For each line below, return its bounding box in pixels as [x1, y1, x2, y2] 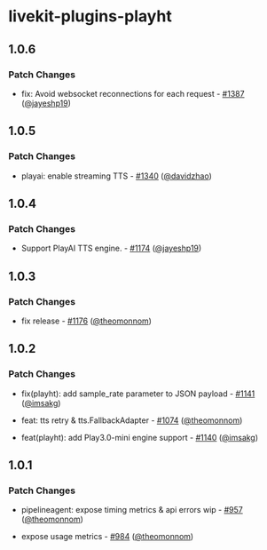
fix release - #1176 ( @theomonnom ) [20, 315, 153, 326]
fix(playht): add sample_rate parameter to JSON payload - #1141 [20, 388, 255, 399]
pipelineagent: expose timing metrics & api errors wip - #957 [20, 505, 243, 515]
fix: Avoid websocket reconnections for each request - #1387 [20, 88, 245, 99]
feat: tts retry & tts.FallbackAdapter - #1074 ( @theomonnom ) [20, 415, 243, 426]
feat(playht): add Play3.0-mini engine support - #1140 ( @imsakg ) [20, 432, 259, 442]
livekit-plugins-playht [8, 6, 172, 27]
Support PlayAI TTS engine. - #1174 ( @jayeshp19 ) [20, 243, 202, 254]
